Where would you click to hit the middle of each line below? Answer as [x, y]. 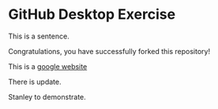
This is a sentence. [39, 36]
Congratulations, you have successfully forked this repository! [109, 51]
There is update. [35, 82]
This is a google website [48, 66]
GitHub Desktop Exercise [92, 15]
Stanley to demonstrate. [47, 96]
